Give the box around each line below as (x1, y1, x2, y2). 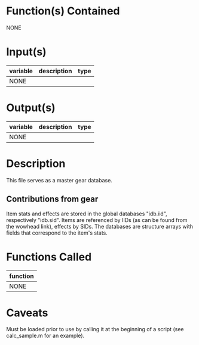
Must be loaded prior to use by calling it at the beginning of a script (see (6, 326, 184, 333)
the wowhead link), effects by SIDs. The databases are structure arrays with (6, 223, 193, 230)
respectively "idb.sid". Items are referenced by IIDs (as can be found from (6, 216, 188, 223)
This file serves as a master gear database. (6, 176, 112, 184)
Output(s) (6, 101, 56, 115)
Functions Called (6, 250, 92, 263)
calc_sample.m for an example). (6, 332, 85, 340)
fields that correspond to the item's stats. (6, 229, 108, 236)
